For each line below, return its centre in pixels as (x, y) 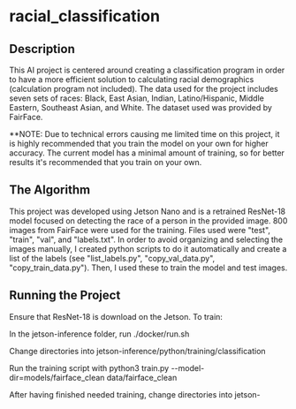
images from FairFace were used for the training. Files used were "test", (140, 230)
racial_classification (85, 16)
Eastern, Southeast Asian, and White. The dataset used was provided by (140, 107)
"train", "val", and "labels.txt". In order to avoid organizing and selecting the (146, 239)
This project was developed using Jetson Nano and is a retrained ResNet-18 (148, 211)
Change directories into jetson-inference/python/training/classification (138, 351)
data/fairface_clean (142, 377)
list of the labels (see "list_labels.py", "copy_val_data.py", (112, 258)
